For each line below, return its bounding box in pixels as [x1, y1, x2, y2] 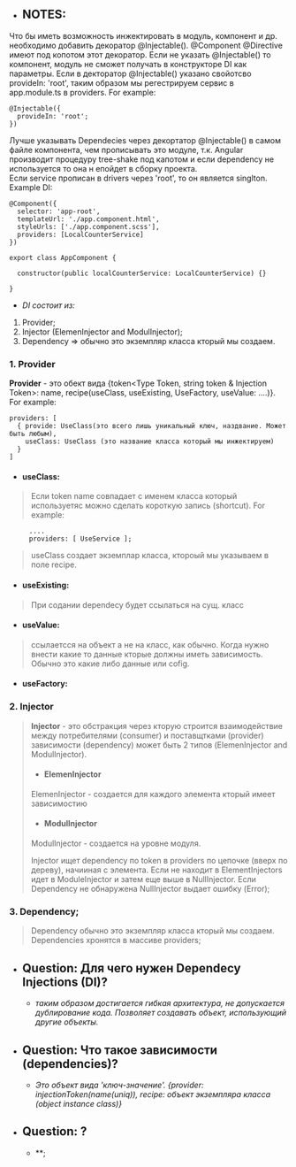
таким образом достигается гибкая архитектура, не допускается [34, 998, 285, 1009]
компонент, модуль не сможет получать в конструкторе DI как [9, 58, 247, 69]
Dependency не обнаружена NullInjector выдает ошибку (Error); [30, 884, 270, 894]
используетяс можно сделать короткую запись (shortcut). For [30, 500, 266, 511]
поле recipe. [30, 559, 77, 570]
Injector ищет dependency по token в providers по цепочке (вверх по [30, 856, 288, 866]
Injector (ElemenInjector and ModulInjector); [21, 326, 183, 337]
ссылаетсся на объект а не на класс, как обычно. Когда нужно [30, 639, 269, 649]
